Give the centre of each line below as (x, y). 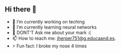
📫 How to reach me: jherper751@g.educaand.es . (64, 38)
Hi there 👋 (21, 9)
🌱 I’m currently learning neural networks (54, 27)
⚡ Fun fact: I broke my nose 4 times (50, 46)
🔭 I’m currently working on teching (49, 21)
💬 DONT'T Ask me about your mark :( (51, 32)
